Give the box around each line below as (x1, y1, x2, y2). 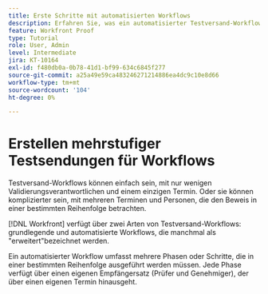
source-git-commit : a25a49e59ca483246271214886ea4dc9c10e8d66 (8, 71, 219, 79)
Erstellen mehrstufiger (8, 135, 161, 153)
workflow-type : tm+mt (8, 78, 81, 86)
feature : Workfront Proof (8, 26, 94, 34)
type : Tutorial (8, 34, 59, 42)
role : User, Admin (8, 42, 69, 50)
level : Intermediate (8, 49, 77, 57)
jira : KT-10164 (8, 57, 59, 65)
